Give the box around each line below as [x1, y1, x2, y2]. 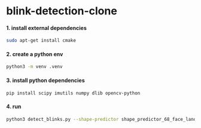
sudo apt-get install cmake [6, 38, 77, 44]
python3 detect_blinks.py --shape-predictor [6, 116, 119, 122]
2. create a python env [6, 50, 63, 57]
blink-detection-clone [6, 4, 118, 18]
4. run [6, 103, 22, 110]
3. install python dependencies [6, 77, 85, 84]
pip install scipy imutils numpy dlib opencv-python [6, 90, 141, 96]
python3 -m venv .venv [6, 64, 63, 70]
